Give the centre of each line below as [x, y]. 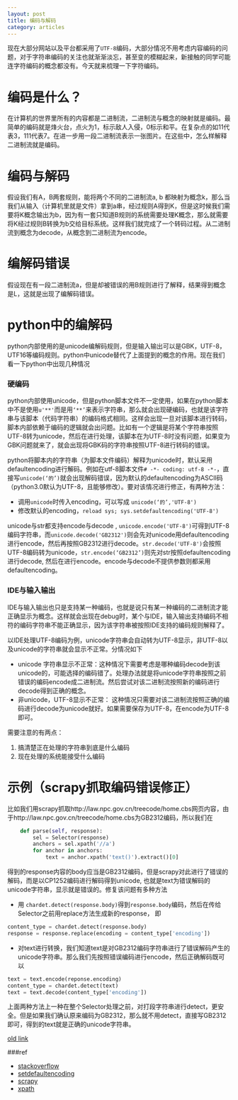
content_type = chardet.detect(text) [63, 986]
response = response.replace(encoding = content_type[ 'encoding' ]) [109, 933]
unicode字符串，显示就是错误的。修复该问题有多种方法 [87, 890]
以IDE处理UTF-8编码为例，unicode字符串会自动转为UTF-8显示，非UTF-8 [114, 640]
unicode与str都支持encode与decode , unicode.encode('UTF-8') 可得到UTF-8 [119, 526]
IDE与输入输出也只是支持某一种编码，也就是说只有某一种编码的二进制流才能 [118, 607]
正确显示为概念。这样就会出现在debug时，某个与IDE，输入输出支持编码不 [115, 616]
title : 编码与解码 [32, 21]
